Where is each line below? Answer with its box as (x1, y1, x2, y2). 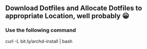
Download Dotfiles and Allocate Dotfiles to (5, 4, 142, 12)
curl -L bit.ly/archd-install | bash (5, 38, 73, 44)
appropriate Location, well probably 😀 (5, 12, 130, 20)
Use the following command (5, 27, 76, 34)
